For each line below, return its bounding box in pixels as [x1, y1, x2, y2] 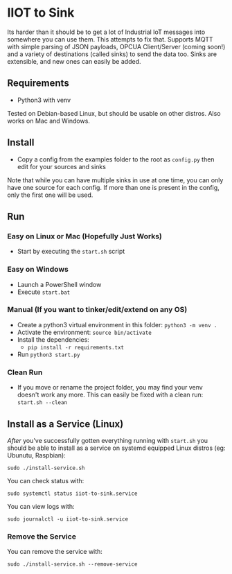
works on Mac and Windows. [7, 116, 90, 125]
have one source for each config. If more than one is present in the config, [7, 183, 220, 191]
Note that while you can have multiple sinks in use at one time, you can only [7, 175, 224, 184]
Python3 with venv [17, 96, 71, 104]
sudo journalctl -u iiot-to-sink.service [7, 515, 129, 523]
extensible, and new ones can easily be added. [7, 57, 141, 65]
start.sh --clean [17, 399, 68, 406]
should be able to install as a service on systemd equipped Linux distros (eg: [7, 444, 226, 452]
